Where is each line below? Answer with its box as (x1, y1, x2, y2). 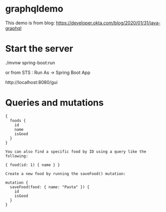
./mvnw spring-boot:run (5, 59, 55, 66)
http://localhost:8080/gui (5, 79, 58, 85)
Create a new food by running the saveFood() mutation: (5, 171, 126, 176)
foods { (10, 118, 26, 123)
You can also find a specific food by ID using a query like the (5, 149, 146, 154)
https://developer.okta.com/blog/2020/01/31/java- (55, 20, 161, 26)
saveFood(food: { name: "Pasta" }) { (10, 184, 90, 190)
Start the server (5, 43, 74, 55)
